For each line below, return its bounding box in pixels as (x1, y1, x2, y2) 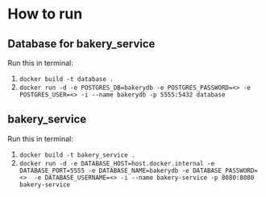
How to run (7, 5, 83, 23)
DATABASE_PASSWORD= (192, 166, 259, 174)
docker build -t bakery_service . (19, 150, 135, 159)
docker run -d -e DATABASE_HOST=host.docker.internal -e (19, 159, 215, 167)
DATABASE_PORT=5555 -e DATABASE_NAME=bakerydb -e (19, 166, 190, 174)
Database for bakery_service (7, 37, 156, 51)
